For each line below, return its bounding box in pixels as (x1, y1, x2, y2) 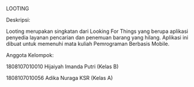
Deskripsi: (6, 16, 30, 23)
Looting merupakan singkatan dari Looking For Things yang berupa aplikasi (6, 28, 189, 35)
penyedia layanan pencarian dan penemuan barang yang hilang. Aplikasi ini (6, 34, 189, 41)
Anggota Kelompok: (6, 52, 54, 58)
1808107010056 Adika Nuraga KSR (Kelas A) (6, 75, 113, 81)
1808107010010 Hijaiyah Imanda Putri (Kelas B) (6, 63, 119, 70)
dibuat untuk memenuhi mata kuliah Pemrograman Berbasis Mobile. (6, 41, 170, 47)
